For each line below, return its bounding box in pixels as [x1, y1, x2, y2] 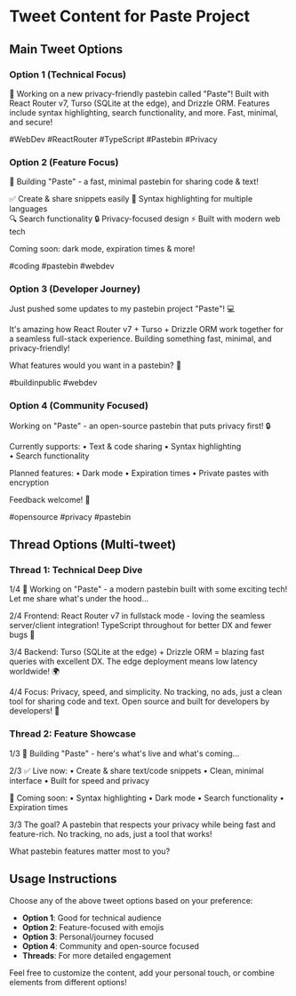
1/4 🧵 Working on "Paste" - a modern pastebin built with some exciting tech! [9, 584, 288, 594]
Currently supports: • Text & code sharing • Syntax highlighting [9, 441, 242, 451]
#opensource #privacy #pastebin [9, 511, 132, 522]
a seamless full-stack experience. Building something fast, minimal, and [9, 333, 273, 344]
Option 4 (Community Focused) [9, 400, 149, 412]
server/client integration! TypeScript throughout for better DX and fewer [9, 620, 272, 631]
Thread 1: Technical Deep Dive [9, 564, 143, 577]
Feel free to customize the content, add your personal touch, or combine [9, 967, 276, 978]
